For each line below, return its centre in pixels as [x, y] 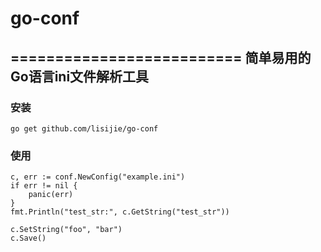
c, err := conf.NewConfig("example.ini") [98, 177]
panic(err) [51, 195]
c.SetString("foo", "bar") [66, 230]
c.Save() [28, 238]
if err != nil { [44, 186]
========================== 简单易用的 [161, 57]
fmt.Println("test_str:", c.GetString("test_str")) [120, 212]
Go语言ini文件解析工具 [80, 76]
